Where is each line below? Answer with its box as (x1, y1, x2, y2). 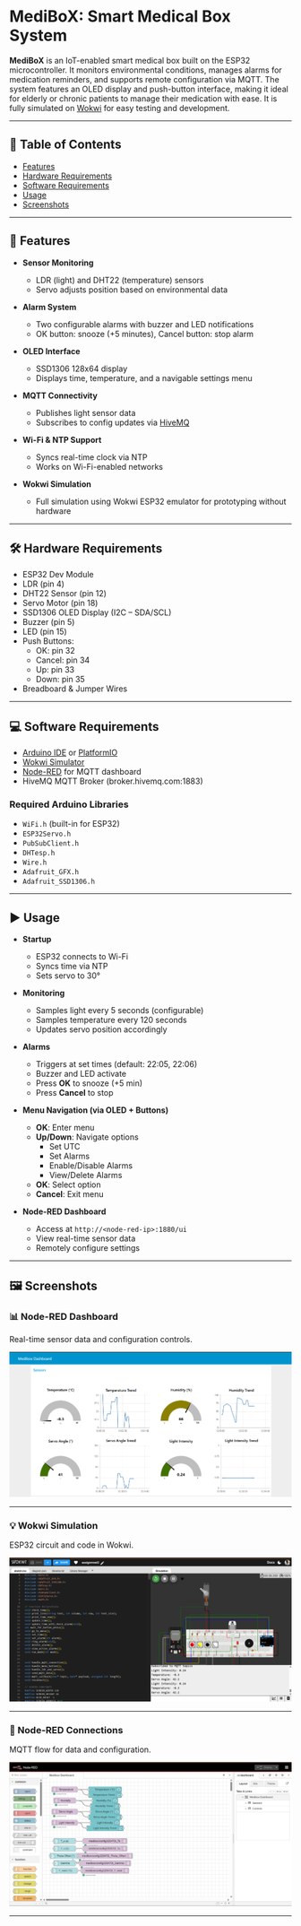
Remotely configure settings (35, 1243, 141, 1254)
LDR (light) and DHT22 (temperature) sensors (35, 274, 204, 285)
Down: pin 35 (35, 674, 85, 685)
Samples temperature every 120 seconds (35, 1015, 188, 1026)
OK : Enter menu (35, 1123, 95, 1133)
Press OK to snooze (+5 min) (35, 1078, 143, 1089)
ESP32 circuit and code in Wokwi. (9, 1540, 134, 1550)
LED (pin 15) (21, 626, 67, 638)
